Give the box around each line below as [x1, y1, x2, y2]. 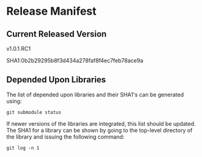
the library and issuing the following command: [6, 133, 125, 140]
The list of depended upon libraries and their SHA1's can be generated [6, 91, 184, 98]
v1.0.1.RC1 [6, 45, 31, 52]
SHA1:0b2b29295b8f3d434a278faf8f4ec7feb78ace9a [6, 57, 144, 64]
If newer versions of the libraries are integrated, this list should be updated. [6, 120, 196, 127]
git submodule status [6, 109, 62, 115]
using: [6, 97, 22, 105]
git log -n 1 [6, 145, 40, 151]
